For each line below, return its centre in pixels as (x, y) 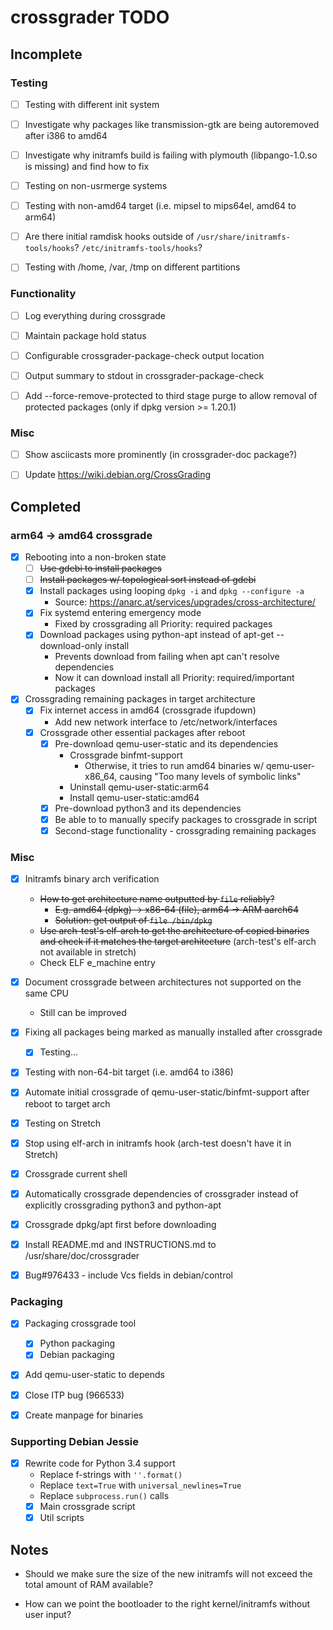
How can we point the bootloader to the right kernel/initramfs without (167, 1603)
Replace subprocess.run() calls (104, 1495)
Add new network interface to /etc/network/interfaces (166, 722)
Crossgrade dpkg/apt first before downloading (120, 1224)
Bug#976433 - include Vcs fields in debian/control (128, 1275)
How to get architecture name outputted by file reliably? (157, 899)
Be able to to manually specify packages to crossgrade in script (186, 819)
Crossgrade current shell (76, 1173)
